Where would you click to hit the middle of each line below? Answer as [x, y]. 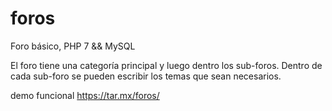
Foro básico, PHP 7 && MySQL [73, 46]
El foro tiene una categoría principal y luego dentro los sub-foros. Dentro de [166, 65]
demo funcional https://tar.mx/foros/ [85, 95]
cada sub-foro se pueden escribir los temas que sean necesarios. [146, 76]
